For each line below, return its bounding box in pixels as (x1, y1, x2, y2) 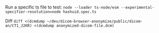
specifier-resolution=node (5, 9, 61, 14)
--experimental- (121, 5, 155, 10)
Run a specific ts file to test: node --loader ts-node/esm (5, 4, 119, 10)
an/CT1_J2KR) (5, 23, 32, 28)
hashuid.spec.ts (63, 9, 97, 14)
